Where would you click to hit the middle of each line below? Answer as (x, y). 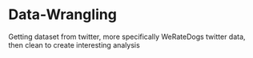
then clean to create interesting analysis (74, 44)
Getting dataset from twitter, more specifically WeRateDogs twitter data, (127, 37)
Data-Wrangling (63, 15)
